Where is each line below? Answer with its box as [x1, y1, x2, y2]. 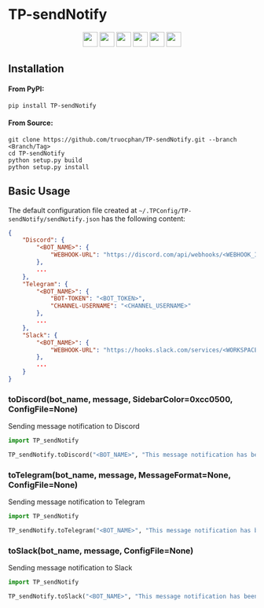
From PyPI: [8, 84, 45, 94]
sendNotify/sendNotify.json [8, 215, 101, 223]
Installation [8, 62, 64, 76]
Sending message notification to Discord [8, 422, 140, 431]
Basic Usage [8, 185, 71, 198]
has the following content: [101, 214, 186, 223]
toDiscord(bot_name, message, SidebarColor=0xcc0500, [8, 393, 233, 404]
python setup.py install [8, 163, 90, 171]
